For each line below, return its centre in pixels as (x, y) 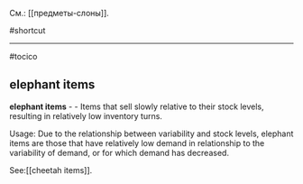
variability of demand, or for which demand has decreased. (119, 152)
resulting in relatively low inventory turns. (86, 115)
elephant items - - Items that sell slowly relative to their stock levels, (137, 106)
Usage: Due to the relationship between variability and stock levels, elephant (151, 133)
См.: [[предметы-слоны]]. (60, 13)
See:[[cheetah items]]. (51, 170)
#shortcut (28, 30)
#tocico (23, 56)
